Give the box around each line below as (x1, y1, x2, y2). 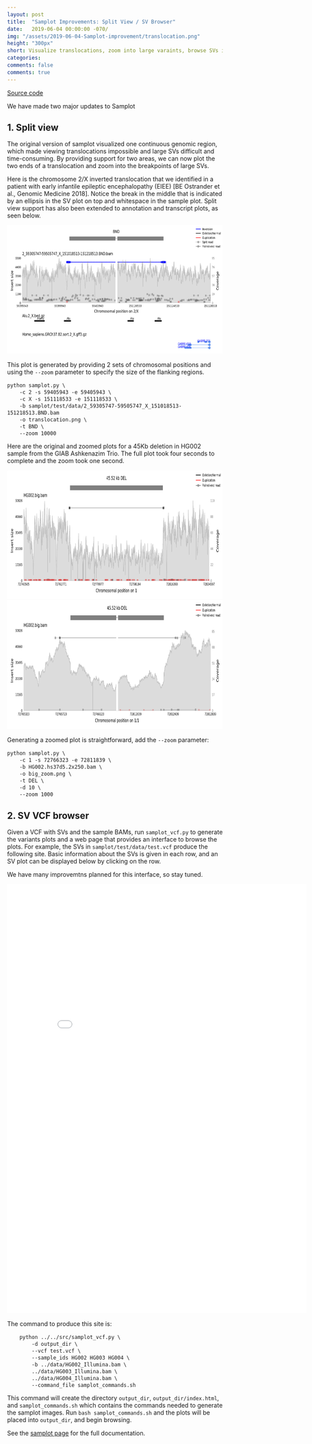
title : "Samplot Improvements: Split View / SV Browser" (7, 18, 176, 25)
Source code (7, 88, 43, 97)
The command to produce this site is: (7, 1320, 112, 1328)
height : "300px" (7, 40, 53, 47)
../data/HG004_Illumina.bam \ (31, 1375, 118, 1382)
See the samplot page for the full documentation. (7, 1429, 146, 1437)
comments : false (7, 62, 53, 69)
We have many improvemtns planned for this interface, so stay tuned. (7, 871, 203, 879)
